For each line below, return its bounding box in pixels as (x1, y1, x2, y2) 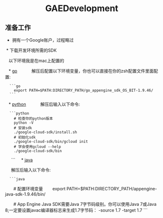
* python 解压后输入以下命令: (8, 101, 80, 107)
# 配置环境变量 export (13, 186, 66, 191)
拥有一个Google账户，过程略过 (12, 37, 74, 43)
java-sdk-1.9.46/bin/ (5, 191, 46, 197)
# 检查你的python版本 (14, 116, 54, 121)
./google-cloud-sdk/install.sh (14, 130, 77, 135)
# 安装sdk (14, 125, 33, 130)
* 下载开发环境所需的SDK (6, 47, 57, 53)
